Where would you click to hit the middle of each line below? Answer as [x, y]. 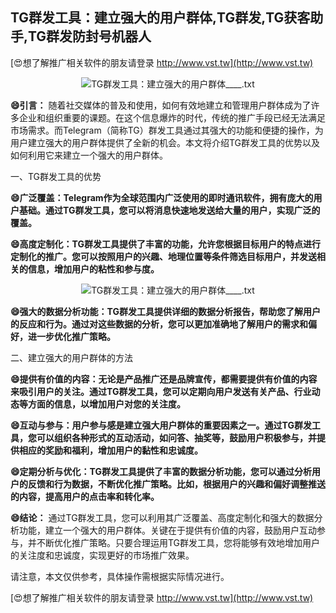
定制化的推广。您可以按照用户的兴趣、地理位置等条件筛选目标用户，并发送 [163, 256]
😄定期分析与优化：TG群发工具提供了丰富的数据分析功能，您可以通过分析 [161, 471]
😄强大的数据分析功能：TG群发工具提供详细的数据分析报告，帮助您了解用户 [165, 311]
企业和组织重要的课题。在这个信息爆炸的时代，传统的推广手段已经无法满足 [172, 117]
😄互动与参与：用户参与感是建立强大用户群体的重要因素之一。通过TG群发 [161, 425]
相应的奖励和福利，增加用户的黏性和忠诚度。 [110, 450]
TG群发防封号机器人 [90, 36]
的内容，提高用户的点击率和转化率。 [85, 496]
